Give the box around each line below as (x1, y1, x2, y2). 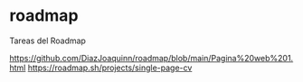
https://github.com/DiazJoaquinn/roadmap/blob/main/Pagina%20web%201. (9, 52, 294, 63)
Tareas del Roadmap (9, 35, 86, 46)
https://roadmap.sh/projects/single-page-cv (27, 62, 193, 73)
